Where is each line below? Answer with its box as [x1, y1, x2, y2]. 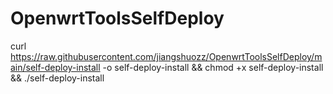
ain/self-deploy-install [10, 61, 101, 73]
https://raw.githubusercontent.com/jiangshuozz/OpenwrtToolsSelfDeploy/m [10, 50, 323, 62]
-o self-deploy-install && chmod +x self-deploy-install [102, 61, 324, 73]
